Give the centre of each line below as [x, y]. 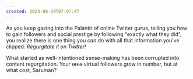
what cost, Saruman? [31, 70]
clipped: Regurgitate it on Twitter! [46, 46]
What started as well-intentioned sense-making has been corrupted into [93, 58]
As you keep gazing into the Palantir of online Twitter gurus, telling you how [97, 28]
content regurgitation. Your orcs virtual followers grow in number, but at [92, 64]
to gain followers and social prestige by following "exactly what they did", [94, 34]
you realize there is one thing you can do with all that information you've [93, 40]
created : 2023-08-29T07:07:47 [43, 11]
